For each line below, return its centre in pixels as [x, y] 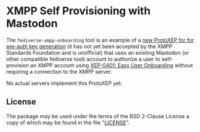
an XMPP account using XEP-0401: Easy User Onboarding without [112, 65]
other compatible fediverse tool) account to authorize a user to [83, 59]
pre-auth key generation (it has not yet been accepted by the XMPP [90, 46]
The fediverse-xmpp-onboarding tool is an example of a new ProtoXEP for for [100, 40]
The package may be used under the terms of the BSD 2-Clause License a [98, 116]
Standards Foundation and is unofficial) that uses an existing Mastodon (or [98, 52]
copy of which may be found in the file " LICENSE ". [68, 122]
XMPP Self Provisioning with [79, 11]
